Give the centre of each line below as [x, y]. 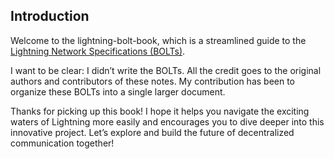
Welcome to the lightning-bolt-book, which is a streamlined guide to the [158, 40]
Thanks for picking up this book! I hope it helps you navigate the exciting [160, 111]
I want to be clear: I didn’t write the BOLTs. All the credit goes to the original [166, 70]
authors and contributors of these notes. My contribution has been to [153, 81]
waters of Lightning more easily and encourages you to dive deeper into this [167, 121]
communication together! [62, 143]
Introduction [50, 16]
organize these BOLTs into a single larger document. [118, 91]
